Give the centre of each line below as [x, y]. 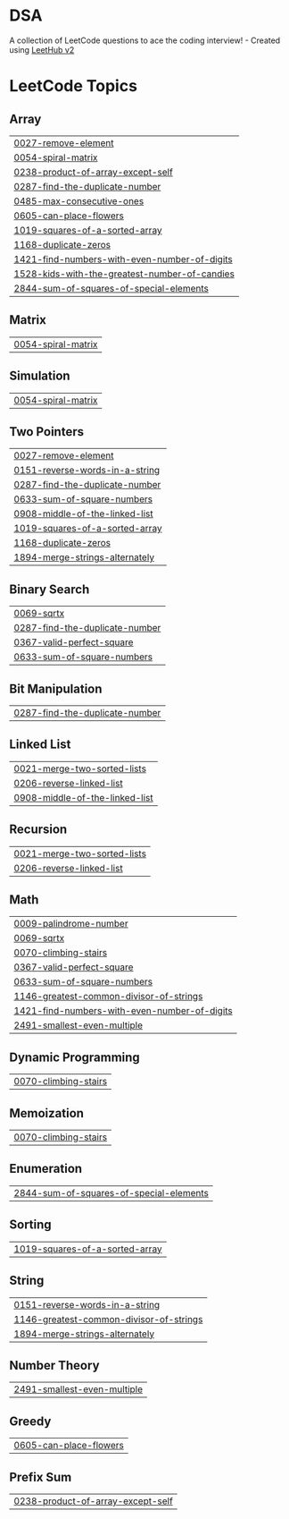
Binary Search [50, 589]
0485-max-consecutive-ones [79, 200]
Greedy [30, 1421]
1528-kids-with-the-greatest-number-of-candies [124, 274]
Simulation [40, 376]
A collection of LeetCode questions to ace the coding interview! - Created [145, 40]
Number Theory [54, 1365]
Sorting [30, 1225]
